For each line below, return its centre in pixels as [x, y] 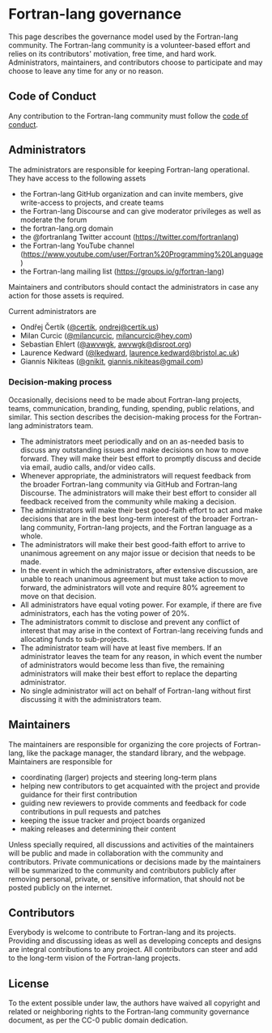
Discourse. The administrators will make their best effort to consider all [138, 493]
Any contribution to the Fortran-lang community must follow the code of [128, 116]
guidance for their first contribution [79, 794]
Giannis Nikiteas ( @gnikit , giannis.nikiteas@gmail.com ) [112, 361]
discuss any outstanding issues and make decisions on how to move [134, 449]
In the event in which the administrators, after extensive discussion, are [139, 570]
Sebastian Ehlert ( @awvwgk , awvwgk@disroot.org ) [106, 344]
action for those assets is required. [66, 295]
